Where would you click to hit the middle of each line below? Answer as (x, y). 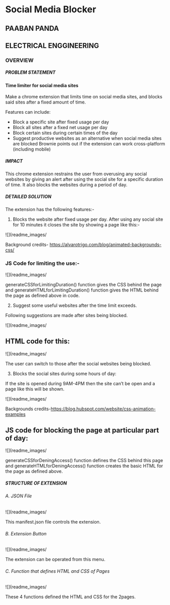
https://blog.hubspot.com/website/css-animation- (103, 409)
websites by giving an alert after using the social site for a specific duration (84, 179)
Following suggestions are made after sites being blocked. (67, 315)
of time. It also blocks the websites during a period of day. (66, 185)
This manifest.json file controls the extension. (53, 521)
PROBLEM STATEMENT (31, 72)
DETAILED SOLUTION (28, 197)
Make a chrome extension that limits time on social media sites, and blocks (84, 97)
